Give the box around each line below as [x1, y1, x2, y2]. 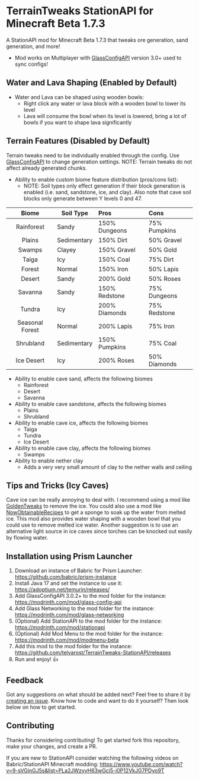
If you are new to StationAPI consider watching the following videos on [6, 754, 179, 761]
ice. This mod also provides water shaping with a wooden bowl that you [6, 515, 181, 522]
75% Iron [148, 322, 175, 330]
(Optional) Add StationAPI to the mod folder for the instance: [14, 617, 163, 624]
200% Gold [98, 274, 131, 283]
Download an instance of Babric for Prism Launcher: [14, 567, 143, 574]
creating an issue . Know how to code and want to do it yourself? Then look [6, 697, 189, 704]
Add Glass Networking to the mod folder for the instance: [14, 605, 155, 612]
